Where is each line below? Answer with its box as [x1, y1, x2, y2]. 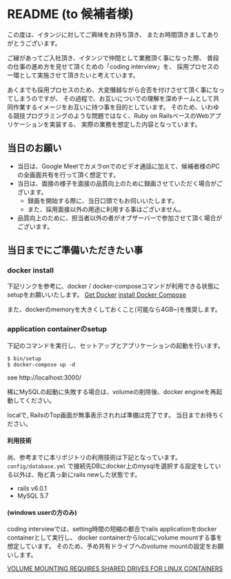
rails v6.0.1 [17, 484, 47, 492]
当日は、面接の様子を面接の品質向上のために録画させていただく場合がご [17, 179, 223, 187]
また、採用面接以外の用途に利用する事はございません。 [27, 205, 185, 213]
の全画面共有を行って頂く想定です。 [17, 170, 119, 179]
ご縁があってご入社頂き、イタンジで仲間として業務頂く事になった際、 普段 [7, 53, 219, 62]
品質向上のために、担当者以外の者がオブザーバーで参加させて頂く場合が [17, 213, 223, 222]
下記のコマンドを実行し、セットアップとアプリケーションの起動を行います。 [7, 341, 224, 349]
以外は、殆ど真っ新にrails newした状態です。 [12, 470, 141, 478]
